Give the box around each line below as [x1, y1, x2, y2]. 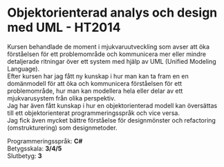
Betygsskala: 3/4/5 [7, 144, 62, 152]
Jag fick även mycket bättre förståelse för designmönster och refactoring [7, 116, 216, 124]
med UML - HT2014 [7, 19, 121, 35]
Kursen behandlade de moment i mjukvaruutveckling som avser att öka [7, 42, 209, 51]
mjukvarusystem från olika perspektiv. [7, 94, 116, 102]
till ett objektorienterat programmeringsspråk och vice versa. [7, 109, 180, 117]
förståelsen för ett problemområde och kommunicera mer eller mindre [7, 50, 206, 58]
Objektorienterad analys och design [7, 5, 218, 21]
